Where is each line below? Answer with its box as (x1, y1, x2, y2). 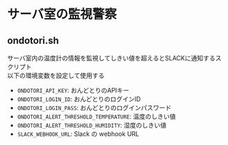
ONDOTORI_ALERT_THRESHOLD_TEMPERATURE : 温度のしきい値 (17, 112, 176, 121)
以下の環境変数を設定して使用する (7, 71, 105, 79)
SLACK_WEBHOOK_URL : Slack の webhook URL (17, 130, 140, 138)
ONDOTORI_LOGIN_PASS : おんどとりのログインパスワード (17, 104, 172, 112)
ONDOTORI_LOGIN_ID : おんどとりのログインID (17, 95, 141, 103)
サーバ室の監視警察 (7, 6, 117, 22)
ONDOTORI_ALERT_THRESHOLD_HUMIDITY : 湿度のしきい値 (17, 121, 167, 129)
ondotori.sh (7, 34, 59, 46)
